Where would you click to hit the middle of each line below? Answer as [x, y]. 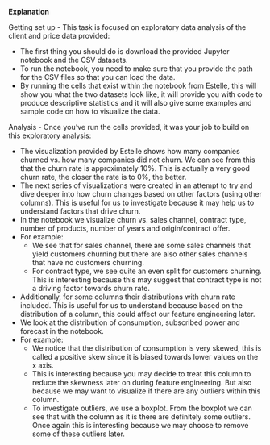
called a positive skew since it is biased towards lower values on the [145, 357]
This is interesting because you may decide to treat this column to [141, 374]
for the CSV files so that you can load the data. [98, 77]
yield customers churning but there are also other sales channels [140, 254]
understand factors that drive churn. [80, 211]
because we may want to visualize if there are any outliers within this [146, 391]
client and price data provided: [59, 36]
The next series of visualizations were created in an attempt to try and [136, 185]
